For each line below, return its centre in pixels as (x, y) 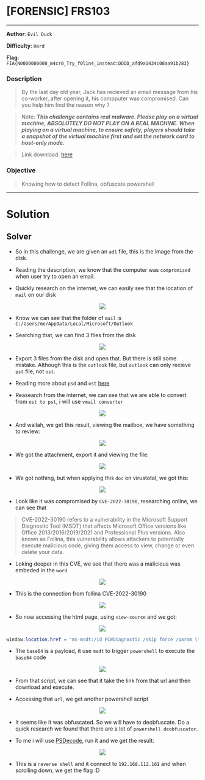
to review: (28, 431)
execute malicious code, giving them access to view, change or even (108, 545)
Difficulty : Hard (25, 46)
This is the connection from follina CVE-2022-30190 (81, 593)
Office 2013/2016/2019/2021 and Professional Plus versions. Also (103, 532)
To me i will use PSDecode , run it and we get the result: (85, 741)
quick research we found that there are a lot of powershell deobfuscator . (106, 729)
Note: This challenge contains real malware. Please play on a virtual (110, 117)
